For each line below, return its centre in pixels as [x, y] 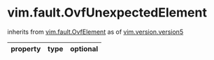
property [26, 48]
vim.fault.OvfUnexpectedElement [107, 13]
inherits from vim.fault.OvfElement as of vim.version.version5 [95, 32]
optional [84, 48]
